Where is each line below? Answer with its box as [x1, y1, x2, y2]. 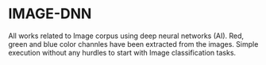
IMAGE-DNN [8, 5, 92, 23]
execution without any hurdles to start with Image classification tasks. [8, 48, 237, 57]
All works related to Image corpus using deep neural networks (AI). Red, [8, 31, 245, 40]
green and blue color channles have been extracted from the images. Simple [8, 39, 259, 48]
